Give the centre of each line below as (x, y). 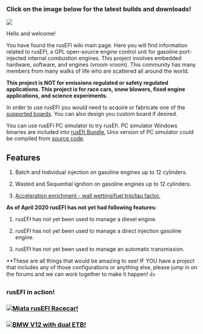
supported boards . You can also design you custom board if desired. (92, 114)
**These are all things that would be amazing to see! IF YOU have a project (101, 261)
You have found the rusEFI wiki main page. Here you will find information (97, 45)
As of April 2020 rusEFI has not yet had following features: (82, 207)
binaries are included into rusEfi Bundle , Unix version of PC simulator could (100, 132)
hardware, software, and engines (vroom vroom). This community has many (101, 65)
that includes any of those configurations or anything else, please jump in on (102, 267)
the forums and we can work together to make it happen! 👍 (81, 274)
